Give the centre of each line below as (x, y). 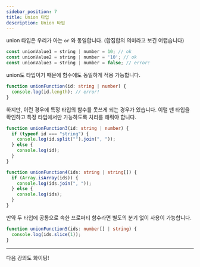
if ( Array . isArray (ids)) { (45, 178)
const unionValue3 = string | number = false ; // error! (78, 63)
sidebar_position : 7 (32, 12)
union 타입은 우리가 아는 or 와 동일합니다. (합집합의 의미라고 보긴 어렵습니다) (95, 41)
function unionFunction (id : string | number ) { (66, 86)
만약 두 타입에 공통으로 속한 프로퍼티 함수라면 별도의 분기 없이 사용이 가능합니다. (99, 218)
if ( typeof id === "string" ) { (50, 134)
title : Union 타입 (28, 17)
